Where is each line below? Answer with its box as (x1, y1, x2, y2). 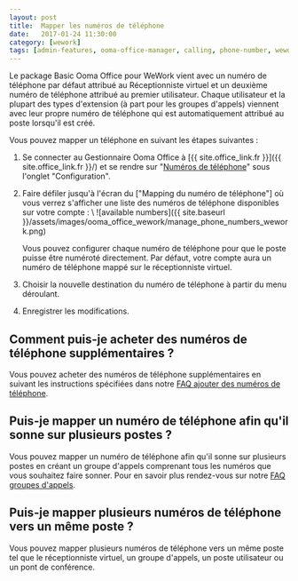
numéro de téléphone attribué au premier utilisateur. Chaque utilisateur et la (9, 90, 286, 100)
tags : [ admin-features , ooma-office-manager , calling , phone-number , (9, 46, 272, 55)
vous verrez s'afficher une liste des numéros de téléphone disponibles (21, 197, 279, 209)
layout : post (9, 12, 58, 22)
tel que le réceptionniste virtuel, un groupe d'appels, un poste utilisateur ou (9, 552, 284, 562)
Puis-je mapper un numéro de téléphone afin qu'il (9, 414, 289, 429)
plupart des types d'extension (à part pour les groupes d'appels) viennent (9, 99, 279, 109)
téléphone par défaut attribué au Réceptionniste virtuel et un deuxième (9, 80, 268, 91)
